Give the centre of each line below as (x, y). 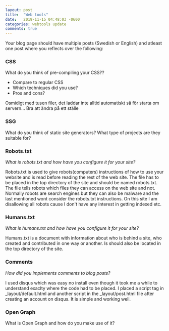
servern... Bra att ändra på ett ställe (42, 108)
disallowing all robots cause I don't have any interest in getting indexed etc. (83, 204)
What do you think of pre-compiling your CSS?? (55, 73)
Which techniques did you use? (45, 88)
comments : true (21, 29)
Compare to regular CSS (38, 82)
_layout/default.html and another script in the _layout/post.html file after (80, 294)
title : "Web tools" (27, 15)
